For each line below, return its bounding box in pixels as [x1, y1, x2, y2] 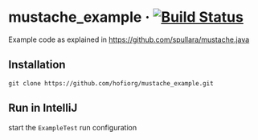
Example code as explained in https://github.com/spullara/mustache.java [8, 35, 250, 44]
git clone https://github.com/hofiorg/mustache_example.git [8, 79, 215, 88]
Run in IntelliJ [8, 101, 78, 115]
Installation [8, 58, 66, 72]
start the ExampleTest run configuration [8, 122, 137, 132]
